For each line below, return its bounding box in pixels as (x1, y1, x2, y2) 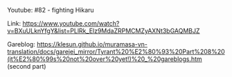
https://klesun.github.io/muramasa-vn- (37, 40, 148, 48)
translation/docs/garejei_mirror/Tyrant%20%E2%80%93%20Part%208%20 (7, 48, 225, 55)
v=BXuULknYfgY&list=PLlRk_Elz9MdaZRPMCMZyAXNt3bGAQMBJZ (7, 27, 200, 35)
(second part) (7, 62, 46, 70)
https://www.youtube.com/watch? (22, 19, 120, 27)
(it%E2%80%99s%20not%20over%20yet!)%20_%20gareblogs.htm (7, 55, 202, 63)
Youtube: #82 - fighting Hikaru (7, 6, 95, 14)
